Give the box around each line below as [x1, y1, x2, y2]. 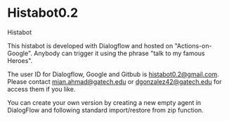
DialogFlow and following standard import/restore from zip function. [7, 106, 204, 114]
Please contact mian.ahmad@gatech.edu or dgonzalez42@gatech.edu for [7, 77, 223, 85]
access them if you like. [7, 85, 76, 93]
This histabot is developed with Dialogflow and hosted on [7, 41, 174, 50]
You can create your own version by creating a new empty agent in [7, 98, 202, 106]
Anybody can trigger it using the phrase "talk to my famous [34, 49, 205, 57]
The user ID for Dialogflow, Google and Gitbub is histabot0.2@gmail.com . [7, 70, 219, 78]
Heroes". [7, 56, 33, 64]
